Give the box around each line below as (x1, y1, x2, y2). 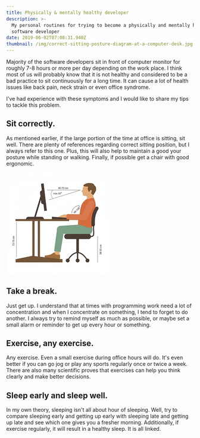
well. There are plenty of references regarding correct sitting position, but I (6, 141, 190, 148)
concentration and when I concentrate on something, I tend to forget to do (6, 308, 189, 316)
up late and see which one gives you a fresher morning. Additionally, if (6, 419, 179, 426)
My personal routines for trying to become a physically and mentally (11, 22, 190, 28)
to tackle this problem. (6, 101, 61, 109)
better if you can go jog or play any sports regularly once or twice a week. (6, 360, 187, 368)
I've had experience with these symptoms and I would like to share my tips (6, 95, 189, 102)
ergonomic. (6, 160, 35, 167)
